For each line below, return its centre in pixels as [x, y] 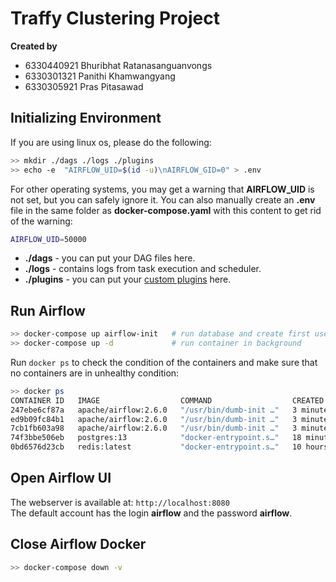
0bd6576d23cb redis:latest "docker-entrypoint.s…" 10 [156, 447]
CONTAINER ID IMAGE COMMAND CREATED [167, 400]
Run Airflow [48, 310]
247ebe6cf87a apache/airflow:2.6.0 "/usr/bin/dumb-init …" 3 [154, 410]
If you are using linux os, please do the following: [111, 142]
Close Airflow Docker [78, 544]
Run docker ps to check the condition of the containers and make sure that [164, 362]
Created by [34, 46]
